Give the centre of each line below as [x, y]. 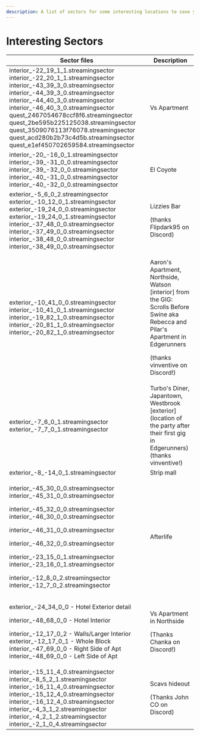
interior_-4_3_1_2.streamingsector [58, 709]
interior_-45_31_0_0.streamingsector [62, 495]
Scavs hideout [170, 683]
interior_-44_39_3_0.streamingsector [62, 93]
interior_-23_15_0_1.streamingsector [62, 557]
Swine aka [164, 314]
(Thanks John [169, 697]
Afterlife [161, 537]
